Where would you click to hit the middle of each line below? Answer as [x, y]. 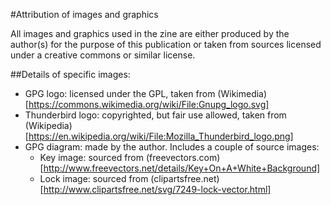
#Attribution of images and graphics [84, 14]
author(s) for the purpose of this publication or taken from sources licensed [166, 44]
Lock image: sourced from [94, 178]
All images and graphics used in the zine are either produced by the [150, 33]
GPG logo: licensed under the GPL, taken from [120, 93]
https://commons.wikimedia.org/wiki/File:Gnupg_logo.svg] [149, 104]
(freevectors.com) [183, 157]
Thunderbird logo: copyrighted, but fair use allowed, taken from [155, 115]
